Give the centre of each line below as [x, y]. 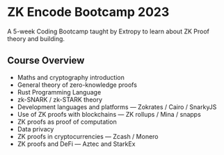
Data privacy [35, 129]
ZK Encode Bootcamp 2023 [88, 12]
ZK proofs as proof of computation [67, 122]
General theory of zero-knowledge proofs [77, 85]
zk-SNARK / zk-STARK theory [60, 99]
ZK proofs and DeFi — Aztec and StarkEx [76, 144]
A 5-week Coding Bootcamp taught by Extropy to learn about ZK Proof [109, 31]
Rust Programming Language [59, 92]
